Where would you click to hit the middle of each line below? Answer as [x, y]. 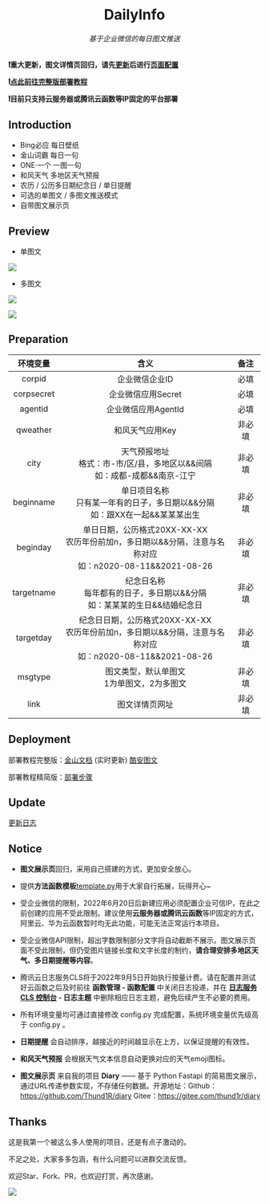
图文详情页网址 [145, 704]
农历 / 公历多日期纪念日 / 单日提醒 [76, 186]
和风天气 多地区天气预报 [60, 175]
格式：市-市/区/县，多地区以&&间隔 [145, 463]
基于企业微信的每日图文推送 [134, 39]
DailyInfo [134, 15]
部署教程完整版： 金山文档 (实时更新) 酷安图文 [83, 760]
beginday [34, 547]
